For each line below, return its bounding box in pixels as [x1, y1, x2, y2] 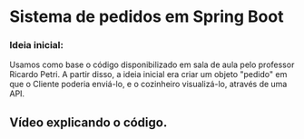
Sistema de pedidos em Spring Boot [9, 6, 284, 27]
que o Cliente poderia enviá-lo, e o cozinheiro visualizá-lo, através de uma [9, 79, 288, 90]
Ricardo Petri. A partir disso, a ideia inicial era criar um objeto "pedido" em [9, 69, 288, 80]
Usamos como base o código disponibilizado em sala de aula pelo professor [9, 59, 295, 70]
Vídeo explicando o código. [9, 114, 168, 130]
